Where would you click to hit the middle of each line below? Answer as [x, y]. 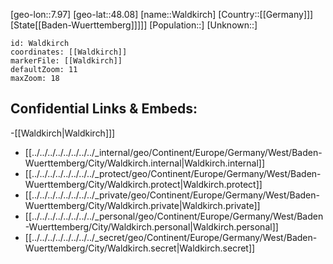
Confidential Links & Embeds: [104, 109]
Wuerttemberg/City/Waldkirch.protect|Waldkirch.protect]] [143, 184]
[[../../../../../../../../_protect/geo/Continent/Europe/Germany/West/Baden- [173, 173]
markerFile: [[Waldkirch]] [66, 61]
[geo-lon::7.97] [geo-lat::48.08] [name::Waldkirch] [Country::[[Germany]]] [162, 14]
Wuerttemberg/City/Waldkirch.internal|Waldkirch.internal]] [145, 163]
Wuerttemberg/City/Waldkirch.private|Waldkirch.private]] [142, 205]
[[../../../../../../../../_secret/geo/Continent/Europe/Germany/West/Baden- [171, 237]
